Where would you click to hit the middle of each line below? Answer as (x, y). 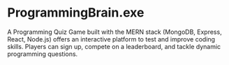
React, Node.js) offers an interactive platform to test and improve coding (111, 39)
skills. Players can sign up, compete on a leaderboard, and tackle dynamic (114, 46)
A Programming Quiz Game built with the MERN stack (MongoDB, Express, (114, 32)
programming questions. (43, 54)
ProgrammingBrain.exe (76, 13)
